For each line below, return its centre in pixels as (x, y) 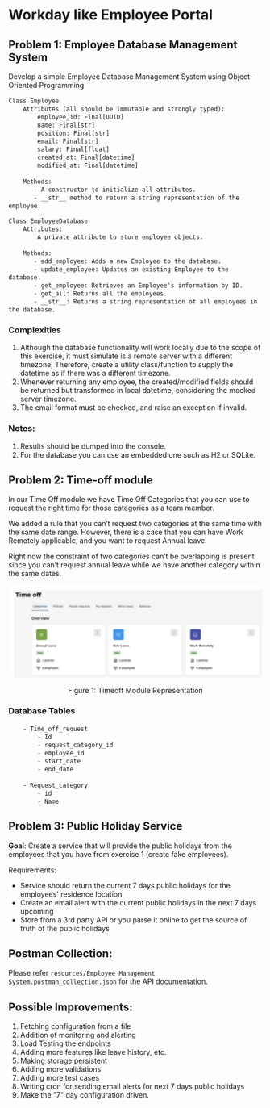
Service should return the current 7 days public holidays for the (125, 885)
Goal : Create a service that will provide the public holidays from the (120, 846)
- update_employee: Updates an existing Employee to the (131, 270)
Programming (62, 85)
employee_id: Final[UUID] (81, 117)
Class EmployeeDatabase (48, 221)
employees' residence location (71, 894)
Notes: (22, 429)
